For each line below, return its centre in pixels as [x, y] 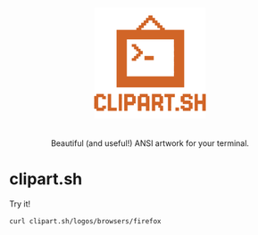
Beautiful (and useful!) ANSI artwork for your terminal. [150, 143]
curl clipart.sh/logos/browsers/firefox [86, 222]
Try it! [20, 204]
